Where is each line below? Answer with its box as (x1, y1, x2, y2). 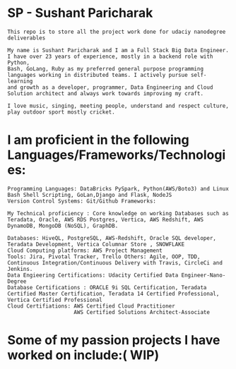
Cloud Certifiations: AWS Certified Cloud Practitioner (7, 302, 175, 310)
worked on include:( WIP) (7, 347, 160, 363)
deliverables (7, 34, 46, 42)
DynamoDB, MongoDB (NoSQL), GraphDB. (7, 222, 119, 229)
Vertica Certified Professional (7, 296, 102, 303)
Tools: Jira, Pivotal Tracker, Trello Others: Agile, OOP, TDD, (7, 253, 201, 260)
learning (7, 78, 33, 85)
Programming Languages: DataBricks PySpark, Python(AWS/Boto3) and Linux (7, 185, 230, 192)
